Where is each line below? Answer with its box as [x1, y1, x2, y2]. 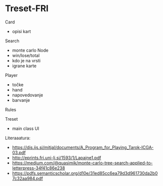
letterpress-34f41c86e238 [12, 165, 65, 171]
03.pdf [12, 149, 26, 155]
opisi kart [12, 28, 31, 34]
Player [5, 72, 18, 78]
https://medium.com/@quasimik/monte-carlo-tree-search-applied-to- [12, 160, 153, 166]
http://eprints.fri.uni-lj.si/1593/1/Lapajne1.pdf [12, 154, 101, 161]
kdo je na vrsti [12, 57, 41, 63]
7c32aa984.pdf [12, 175, 43, 181]
